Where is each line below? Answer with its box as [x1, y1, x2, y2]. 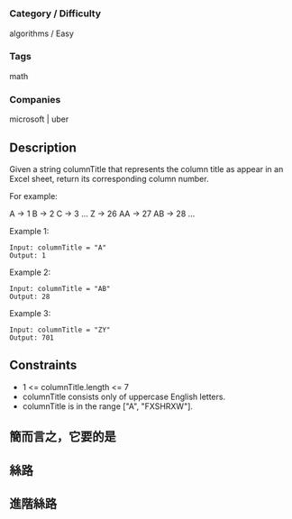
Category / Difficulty [9, 7, 102, 20]
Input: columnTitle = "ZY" [9, 325, 111, 334]
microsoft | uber [9, 114, 69, 124]
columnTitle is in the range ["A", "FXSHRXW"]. [22, 400, 194, 412]
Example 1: [9, 225, 50, 236]
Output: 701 [9, 332, 54, 342]
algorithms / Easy [9, 28, 74, 39]
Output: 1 [9, 250, 47, 259]
